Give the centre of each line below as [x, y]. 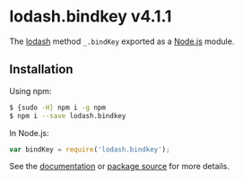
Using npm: [30, 90]
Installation [41, 69]
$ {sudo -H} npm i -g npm [57, 107]
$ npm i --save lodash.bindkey [68, 116]
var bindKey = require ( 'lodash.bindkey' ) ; [90, 150]
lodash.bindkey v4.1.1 [91, 17]
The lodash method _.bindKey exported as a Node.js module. [122, 41]
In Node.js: [29, 133]
